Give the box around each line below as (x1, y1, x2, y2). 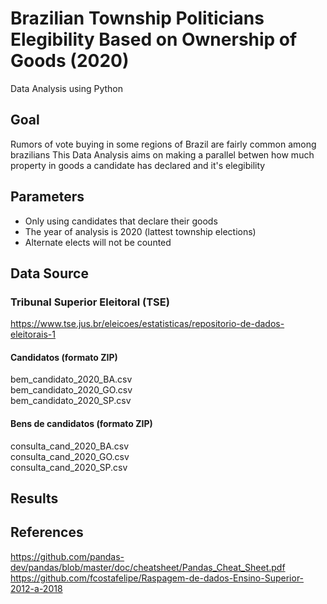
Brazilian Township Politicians (10, 7, 265, 30)
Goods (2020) (10, 50, 130, 72)
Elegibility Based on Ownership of (10, 28, 298, 51)
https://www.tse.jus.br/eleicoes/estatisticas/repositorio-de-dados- (10, 318, 285, 330)
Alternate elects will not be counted (24, 236, 172, 248)
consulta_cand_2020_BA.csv (10, 440, 130, 452)
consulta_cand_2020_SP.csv (10, 461, 128, 473)
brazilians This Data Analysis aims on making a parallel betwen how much (10, 148, 315, 161)
